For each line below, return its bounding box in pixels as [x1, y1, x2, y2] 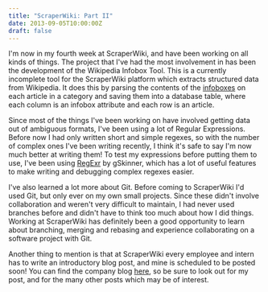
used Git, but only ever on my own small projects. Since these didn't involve [8, 191, 260, 201]
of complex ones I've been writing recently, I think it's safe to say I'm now [8, 142, 252, 151]
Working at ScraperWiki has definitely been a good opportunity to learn [8, 216, 245, 226]
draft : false [8, 27, 52, 35]
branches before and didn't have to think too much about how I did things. [8, 208, 254, 218]
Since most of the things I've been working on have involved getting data [8, 116, 251, 125]
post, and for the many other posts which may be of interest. [8, 275, 209, 285]
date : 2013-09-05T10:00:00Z [8, 19, 103, 27]
